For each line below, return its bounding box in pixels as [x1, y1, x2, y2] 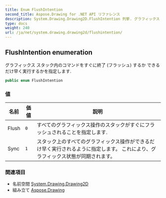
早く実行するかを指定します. [13, 68, 72, 74]
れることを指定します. [56, 129, 108, 135]
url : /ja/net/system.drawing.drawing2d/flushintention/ [5, 30, 123, 35]
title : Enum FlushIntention [5, 7, 63, 12]
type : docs [5, 21, 28, 26]
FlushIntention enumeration [5, 48, 93, 57]
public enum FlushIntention [5, 78, 63, 83]
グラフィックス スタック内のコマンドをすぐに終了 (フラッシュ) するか [5, 62, 146, 68]
